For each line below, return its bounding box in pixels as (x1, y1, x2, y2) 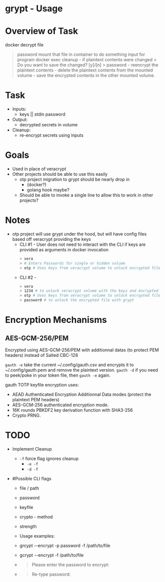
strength (19, 524, 37, 529)
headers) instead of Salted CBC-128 (5, 352, 79, 358)
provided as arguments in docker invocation (19, 246, 109, 252)
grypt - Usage (5, 3, 63, 14)
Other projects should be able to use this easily (12, 171, 108, 177)
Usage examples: (19, 533, 55, 539)
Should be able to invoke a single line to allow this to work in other (19, 192, 154, 198)
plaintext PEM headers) (12, 397, 60, 403)
